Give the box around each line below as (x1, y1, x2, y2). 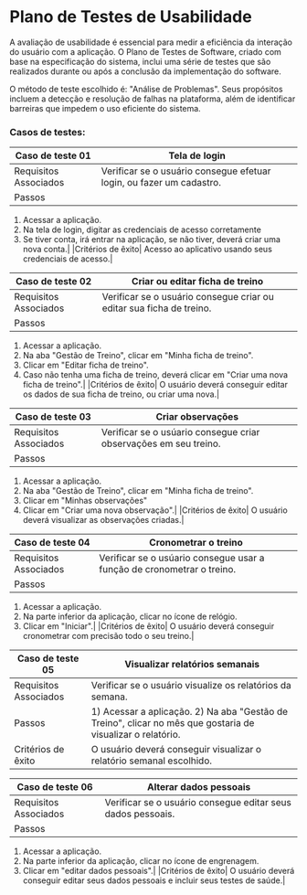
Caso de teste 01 (15, 149, 91, 162)
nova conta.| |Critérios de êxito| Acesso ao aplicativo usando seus (22, 244, 272, 255)
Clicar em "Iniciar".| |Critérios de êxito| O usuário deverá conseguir (22, 621, 275, 632)
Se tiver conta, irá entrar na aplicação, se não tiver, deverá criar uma (22, 234, 281, 245)
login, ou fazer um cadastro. (101, 176, 222, 189)
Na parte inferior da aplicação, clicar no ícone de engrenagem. (22, 856, 259, 867)
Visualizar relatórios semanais (124, 658, 260, 671)
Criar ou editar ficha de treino (131, 275, 264, 288)
